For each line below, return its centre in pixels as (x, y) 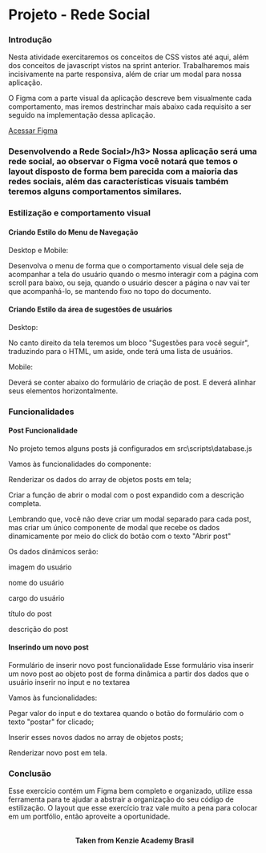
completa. (25, 503)
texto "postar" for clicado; (51, 722)
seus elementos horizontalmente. (63, 391)
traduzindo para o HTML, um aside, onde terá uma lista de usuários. (121, 351)
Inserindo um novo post (49, 647)
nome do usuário (36, 582)
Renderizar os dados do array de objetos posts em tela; (100, 479)
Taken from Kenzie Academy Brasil (135, 841)
